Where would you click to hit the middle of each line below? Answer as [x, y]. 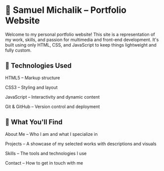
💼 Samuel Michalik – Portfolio [66, 10]
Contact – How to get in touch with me [44, 163]
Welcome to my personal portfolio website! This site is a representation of [80, 34]
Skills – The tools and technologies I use [46, 153]
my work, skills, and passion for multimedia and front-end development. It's [82, 40]
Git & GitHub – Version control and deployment [53, 107]
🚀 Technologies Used [38, 66]
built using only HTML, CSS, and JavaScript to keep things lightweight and [81, 45]
